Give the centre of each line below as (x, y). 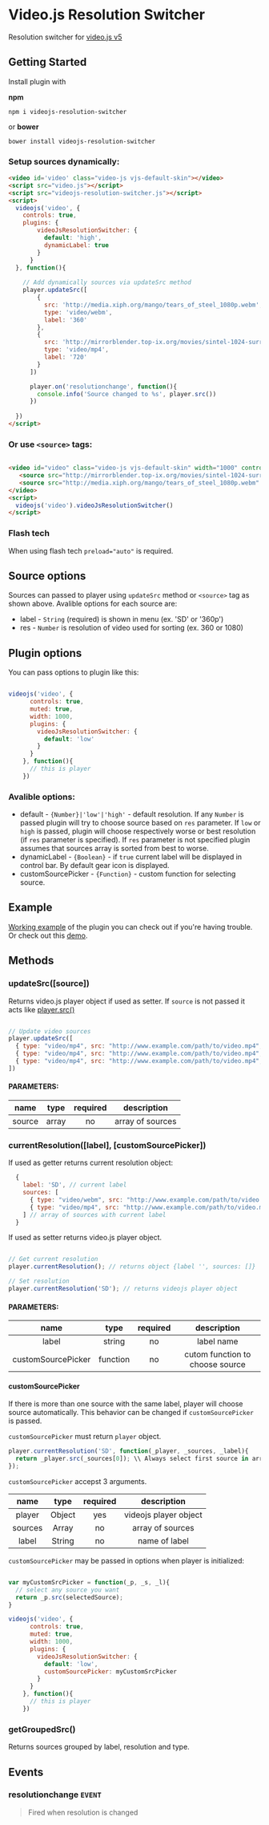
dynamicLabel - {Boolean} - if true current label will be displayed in (131, 857)
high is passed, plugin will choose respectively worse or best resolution (138, 831)
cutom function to (217, 1355)
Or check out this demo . (48, 935)
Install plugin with (37, 81)
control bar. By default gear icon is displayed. (94, 866)
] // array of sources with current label (94, 1215)
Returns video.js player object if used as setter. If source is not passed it (127, 1001)
